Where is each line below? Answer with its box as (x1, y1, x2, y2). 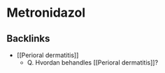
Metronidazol (6, 5, 86, 21)
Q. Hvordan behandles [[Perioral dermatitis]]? (27, 58, 159, 67)
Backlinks (6, 33, 50, 44)
